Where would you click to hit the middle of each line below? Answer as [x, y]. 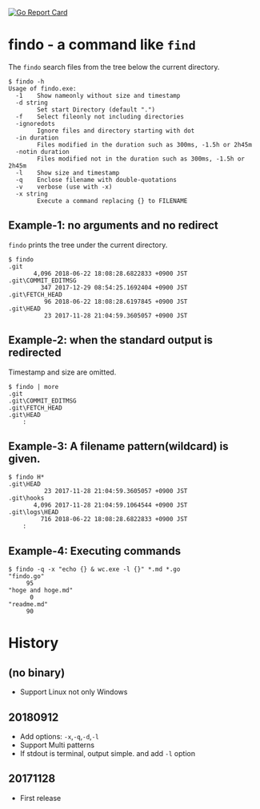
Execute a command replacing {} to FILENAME [112, 200]
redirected [35, 353]
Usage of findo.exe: [43, 88]
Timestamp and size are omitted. [62, 372]
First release [40, 798]
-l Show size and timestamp [68, 172]
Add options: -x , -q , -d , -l [59, 736]
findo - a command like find [102, 45]
